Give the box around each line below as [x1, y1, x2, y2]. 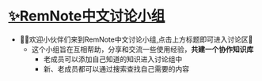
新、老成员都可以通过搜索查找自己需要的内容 [43, 64, 190, 73]
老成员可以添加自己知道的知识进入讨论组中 [43, 54, 183, 64]
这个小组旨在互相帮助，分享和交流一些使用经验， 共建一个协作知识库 [31, 44, 254, 53]
